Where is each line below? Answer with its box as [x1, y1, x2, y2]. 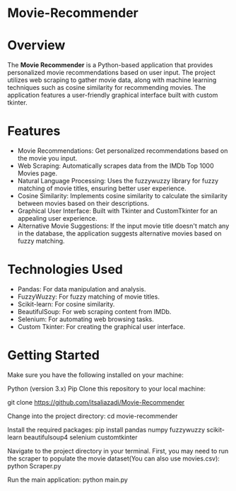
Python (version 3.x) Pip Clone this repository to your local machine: [7, 384, 206, 393]
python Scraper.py [7, 461, 61, 470]
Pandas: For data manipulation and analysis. [17, 285, 146, 293]
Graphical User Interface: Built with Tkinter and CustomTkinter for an [17, 207, 218, 215]
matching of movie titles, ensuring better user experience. [17, 184, 187, 192]
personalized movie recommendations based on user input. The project [7, 69, 216, 77]
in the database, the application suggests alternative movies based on [17, 229, 222, 238]
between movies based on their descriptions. [17, 200, 150, 208]
